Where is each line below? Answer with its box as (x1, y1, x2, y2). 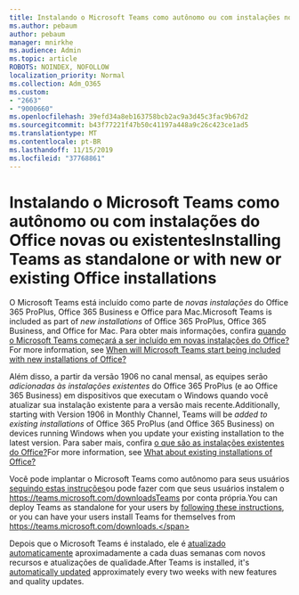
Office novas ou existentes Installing (9, 230, 282, 250)
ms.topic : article (9, 54, 77, 63)
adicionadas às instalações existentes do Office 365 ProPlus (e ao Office (9, 380, 279, 392)
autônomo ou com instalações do (9, 211, 261, 232)
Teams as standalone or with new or (9, 249, 282, 269)
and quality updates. (9, 576, 85, 587)
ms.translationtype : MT (9, 129, 98, 138)
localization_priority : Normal (9, 71, 125, 80)
